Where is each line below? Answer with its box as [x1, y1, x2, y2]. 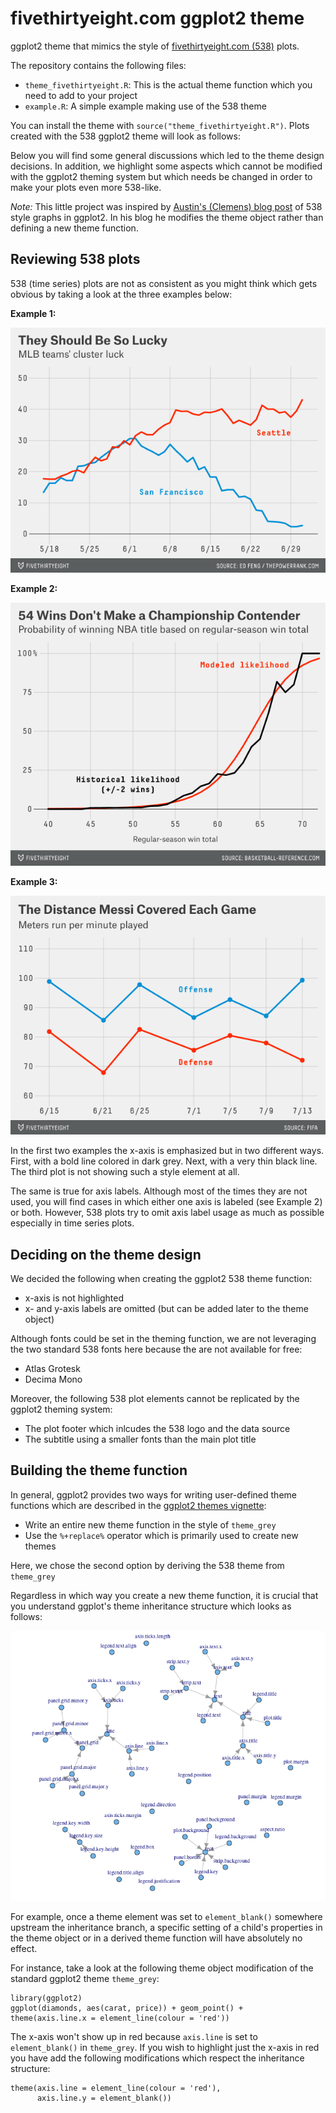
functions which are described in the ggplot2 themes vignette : [10, 1499, 267, 1511]
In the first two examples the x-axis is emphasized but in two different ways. [10, 1145, 325, 1157]
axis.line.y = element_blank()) [36, 2093, 172, 2103]
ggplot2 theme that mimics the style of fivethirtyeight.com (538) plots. [10, 40, 300, 52]
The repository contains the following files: [10, 59, 187, 71]
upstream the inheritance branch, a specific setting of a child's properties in [10, 1921, 323, 1933]
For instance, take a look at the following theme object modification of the [10, 1962, 314, 1974]
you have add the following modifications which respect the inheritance [10, 2052, 305, 2064]
